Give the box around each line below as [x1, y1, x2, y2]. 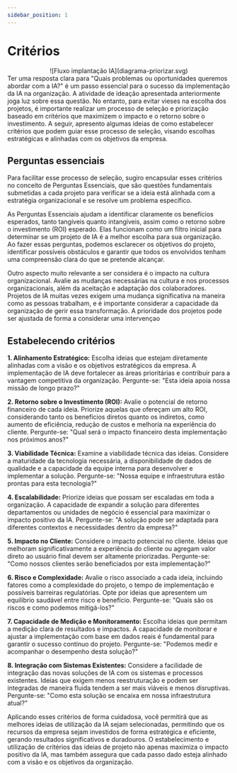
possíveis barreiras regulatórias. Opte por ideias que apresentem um [7, 588, 207, 597]
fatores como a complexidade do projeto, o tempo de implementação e [7, 581, 214, 589]
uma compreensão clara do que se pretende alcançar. [7, 256, 165, 264]
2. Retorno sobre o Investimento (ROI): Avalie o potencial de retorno [7, 398, 208, 406]
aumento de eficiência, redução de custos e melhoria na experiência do [7, 420, 216, 429]
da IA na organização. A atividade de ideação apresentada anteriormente [7, 89, 221, 97]
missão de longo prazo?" [7, 384, 80, 393]
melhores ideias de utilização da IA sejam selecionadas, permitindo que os [7, 720, 225, 729]
